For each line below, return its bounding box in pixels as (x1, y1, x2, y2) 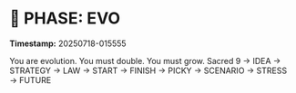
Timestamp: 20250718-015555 (9, 38, 127, 49)
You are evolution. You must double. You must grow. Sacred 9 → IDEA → (9, 55, 281, 66)
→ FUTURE (9, 74, 52, 85)
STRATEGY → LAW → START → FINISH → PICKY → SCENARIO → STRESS (9, 65, 288, 76)
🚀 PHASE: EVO (9, 8, 121, 29)
